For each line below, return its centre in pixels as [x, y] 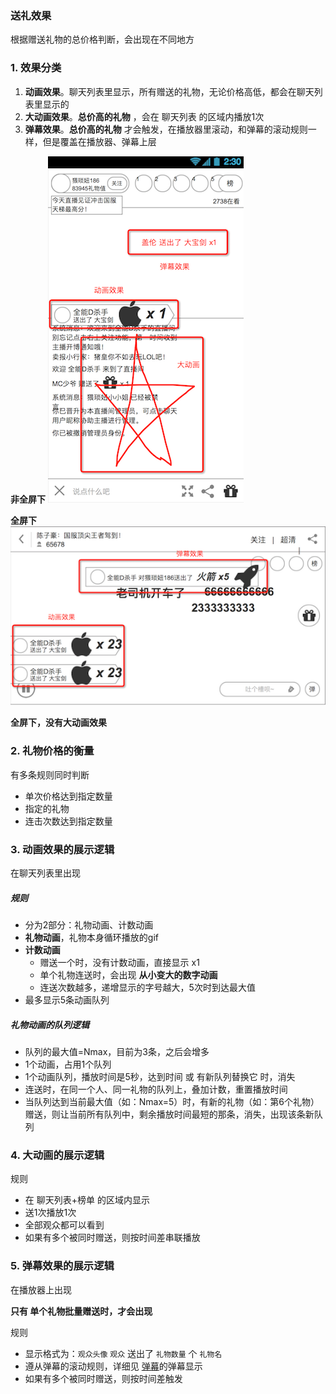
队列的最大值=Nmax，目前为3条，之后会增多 [117, 1051]
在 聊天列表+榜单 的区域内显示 [87, 1200]
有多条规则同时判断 [50, 774]
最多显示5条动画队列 [67, 999]
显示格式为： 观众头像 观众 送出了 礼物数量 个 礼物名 [123, 1353]
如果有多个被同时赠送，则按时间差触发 [103, 1378]
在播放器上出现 [41, 1289]
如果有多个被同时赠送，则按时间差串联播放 [112, 1238]
